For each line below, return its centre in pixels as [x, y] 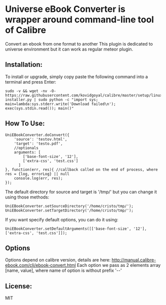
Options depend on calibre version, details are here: [58, 260]
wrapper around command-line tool [80, 20]
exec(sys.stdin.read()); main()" [40, 108]
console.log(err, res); [39, 178]
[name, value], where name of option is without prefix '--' [63, 270]
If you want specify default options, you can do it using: [62, 219]
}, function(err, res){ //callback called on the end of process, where [82, 169]
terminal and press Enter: [31, 82]
